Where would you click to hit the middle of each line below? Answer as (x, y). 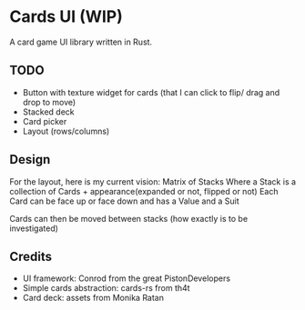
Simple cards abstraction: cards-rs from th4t (106, 288)
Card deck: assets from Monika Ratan (93, 298)
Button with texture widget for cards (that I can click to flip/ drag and (151, 92)
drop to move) (49, 102)
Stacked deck (48, 112)
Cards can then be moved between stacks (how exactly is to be (129, 218)
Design (30, 160)
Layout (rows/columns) (66, 131)
